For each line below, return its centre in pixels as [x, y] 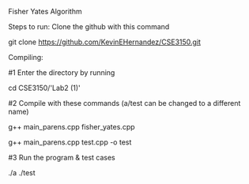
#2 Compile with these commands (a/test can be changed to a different [124, 103]
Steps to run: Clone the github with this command [89, 26]
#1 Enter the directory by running [62, 73]
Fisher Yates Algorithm [45, 11]
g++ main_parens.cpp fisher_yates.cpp [72, 127]
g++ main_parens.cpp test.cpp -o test [70, 142]
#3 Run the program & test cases [62, 158]
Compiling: [26, 57]
